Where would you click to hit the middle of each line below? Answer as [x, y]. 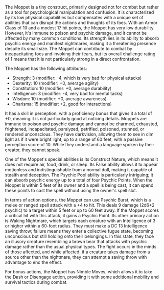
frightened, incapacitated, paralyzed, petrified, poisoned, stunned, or [75, 129]
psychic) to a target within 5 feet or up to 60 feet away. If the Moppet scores [82, 210]
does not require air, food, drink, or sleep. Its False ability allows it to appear [82, 164]
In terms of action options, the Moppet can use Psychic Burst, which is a [78, 200]
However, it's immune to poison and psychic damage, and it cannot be [76, 33]
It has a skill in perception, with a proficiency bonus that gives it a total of [79, 113]
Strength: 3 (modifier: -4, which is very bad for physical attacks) [77, 78]
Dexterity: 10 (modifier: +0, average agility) [55, 83]
